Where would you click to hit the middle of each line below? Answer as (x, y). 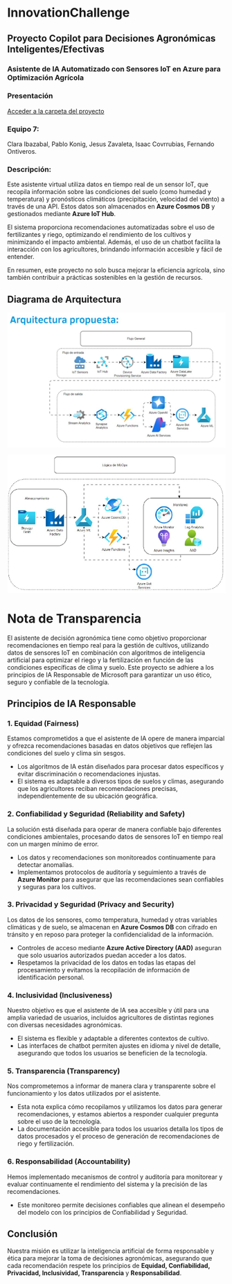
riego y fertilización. (46, 1143)
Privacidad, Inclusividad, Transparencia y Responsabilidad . (95, 1273)
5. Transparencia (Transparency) (64, 1071)
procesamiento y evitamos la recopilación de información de (104, 970)
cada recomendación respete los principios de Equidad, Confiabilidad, (109, 1265)
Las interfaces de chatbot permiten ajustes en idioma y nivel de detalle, (119, 1046)
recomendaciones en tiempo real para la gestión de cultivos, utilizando (108, 645)
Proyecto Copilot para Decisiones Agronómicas (111, 38)
